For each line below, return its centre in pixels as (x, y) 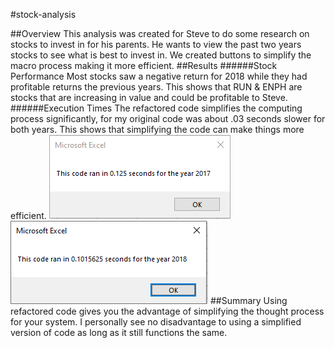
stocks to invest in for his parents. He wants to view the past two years (156, 44)
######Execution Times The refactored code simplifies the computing (156, 108)
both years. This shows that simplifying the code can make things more (157, 129)
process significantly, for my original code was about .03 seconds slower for (168, 118)
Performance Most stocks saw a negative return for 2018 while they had (159, 76)
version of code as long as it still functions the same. (119, 332)
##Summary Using (248, 300)
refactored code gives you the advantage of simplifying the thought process (167, 311)
